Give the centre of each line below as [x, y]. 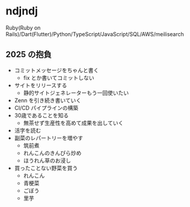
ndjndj [22, 11]
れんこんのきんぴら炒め [52, 153]
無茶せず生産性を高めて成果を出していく [73, 123]
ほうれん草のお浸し [47, 160]
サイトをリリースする [41, 85]
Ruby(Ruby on [23, 28]
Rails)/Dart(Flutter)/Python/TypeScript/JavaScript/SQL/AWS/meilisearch [95, 34]
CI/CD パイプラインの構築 [46, 108]
